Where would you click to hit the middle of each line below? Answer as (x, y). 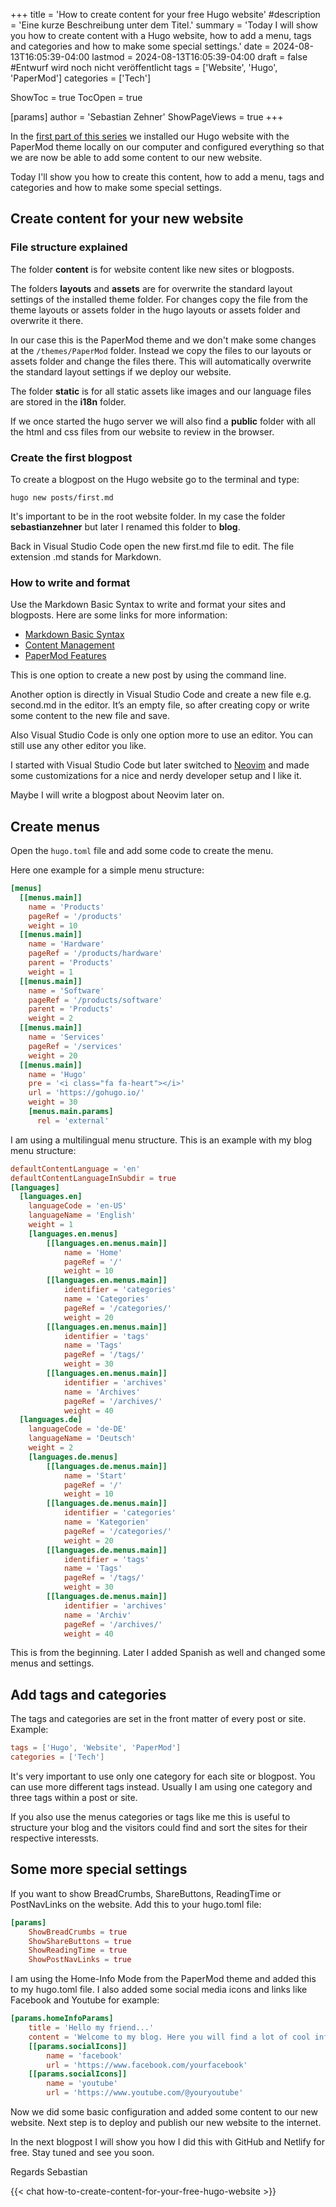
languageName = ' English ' (82, 1215)
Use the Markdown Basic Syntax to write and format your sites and (148, 605)
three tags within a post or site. (74, 1798)
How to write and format (70, 582)
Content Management (69, 645)
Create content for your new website (127, 219)
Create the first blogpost (71, 457)
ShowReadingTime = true (78, 1950)
